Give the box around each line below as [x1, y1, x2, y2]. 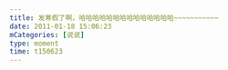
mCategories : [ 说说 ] [9, 30, 85, 39]
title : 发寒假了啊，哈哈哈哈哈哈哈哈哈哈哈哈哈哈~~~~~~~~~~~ [9, 13, 219, 23]
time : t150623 [9, 47, 64, 56]
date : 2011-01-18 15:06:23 [9, 22, 112, 31]
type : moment [9, 38, 59, 48]
